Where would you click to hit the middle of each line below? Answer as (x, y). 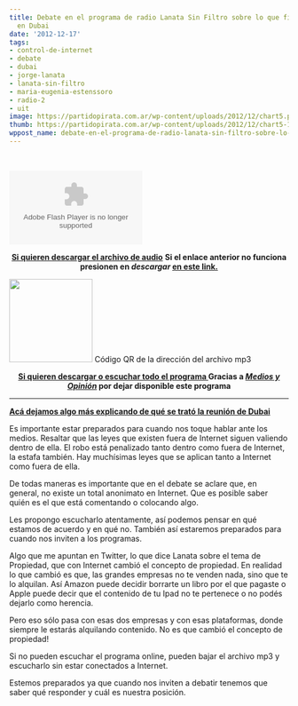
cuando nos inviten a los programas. (76, 538)
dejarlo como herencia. (51, 603)
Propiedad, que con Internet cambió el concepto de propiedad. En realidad (145, 565)
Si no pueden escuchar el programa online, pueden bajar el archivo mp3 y (145, 656)
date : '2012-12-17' (45, 34)
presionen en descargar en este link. (149, 266)
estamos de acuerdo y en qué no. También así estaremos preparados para (145, 528)
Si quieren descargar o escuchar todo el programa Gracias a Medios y (149, 376)
